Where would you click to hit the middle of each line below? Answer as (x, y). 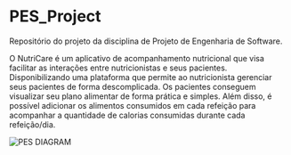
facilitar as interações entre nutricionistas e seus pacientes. (118, 68)
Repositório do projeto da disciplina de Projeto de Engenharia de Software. (146, 41)
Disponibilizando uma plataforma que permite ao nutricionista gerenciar (141, 77)
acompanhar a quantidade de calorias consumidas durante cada (127, 115)
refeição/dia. (32, 124)
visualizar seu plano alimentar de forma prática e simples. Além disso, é (141, 96)
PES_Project (55, 16)
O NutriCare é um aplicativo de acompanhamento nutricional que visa (137, 58)
